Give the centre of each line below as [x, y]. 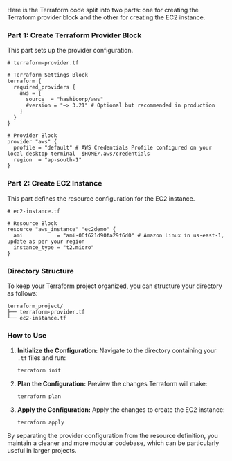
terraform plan [39, 397]
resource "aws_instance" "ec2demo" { [62, 229]
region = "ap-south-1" [47, 160]
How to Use [27, 335]
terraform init [39, 371]
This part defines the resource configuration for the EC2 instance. [101, 198]
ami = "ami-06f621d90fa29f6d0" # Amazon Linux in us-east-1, [119, 235]
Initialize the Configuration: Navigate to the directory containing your [117, 351]
